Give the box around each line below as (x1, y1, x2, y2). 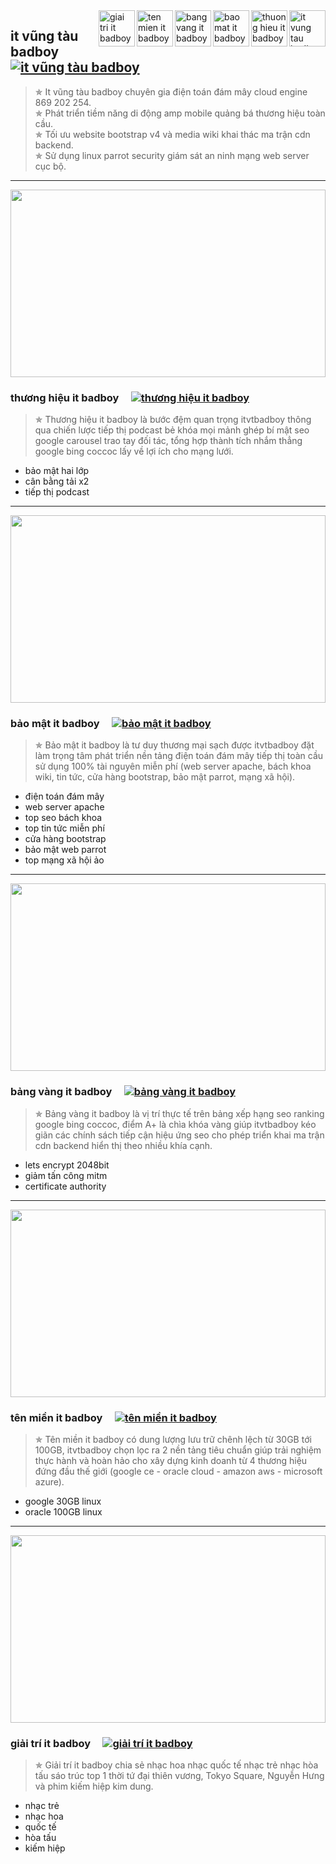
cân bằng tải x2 (24, 475, 90, 488)
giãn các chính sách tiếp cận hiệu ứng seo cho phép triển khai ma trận (34, 1129, 325, 1141)
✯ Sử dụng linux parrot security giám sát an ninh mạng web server (34, 149, 310, 161)
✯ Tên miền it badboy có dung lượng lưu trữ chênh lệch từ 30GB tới (34, 1434, 312, 1445)
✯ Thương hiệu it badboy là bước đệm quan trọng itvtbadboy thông (34, 414, 312, 426)
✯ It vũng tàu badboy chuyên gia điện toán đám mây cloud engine (34, 85, 308, 98)
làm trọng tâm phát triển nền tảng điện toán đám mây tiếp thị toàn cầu (34, 750, 324, 762)
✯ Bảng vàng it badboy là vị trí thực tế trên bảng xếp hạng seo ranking (34, 1107, 325, 1119)
